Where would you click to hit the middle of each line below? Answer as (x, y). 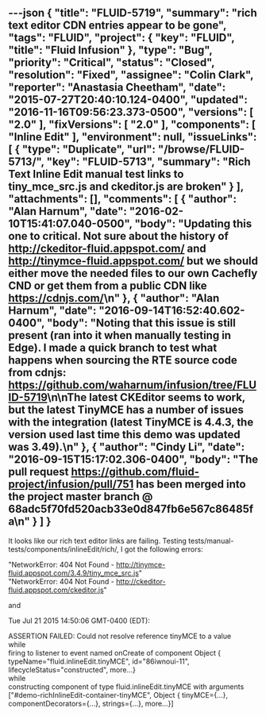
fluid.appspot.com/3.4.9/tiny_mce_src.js (73, 573)
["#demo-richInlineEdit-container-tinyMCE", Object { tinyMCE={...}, (118, 695)
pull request (39, 472)
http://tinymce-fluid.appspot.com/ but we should (133, 261)
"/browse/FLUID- (201, 150)
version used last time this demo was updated (124, 435)
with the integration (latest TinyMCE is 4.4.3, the (131, 423)
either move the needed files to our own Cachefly (133, 273)
